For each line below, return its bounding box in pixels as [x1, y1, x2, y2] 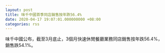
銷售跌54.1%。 [5, 42, 36, 48]
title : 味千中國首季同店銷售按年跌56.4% [5, 12, 82, 17]
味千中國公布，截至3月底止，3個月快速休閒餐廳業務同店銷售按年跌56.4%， [5, 36, 162, 42]
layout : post [5, 7, 33, 13]
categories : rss [5, 21, 40, 27]
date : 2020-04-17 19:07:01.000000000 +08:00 [5, 17, 101, 22]
